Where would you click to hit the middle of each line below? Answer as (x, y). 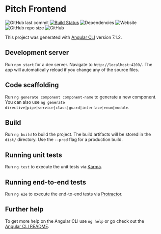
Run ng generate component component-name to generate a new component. (81, 97)
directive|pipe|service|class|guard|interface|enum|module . (67, 107)
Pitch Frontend (36, 9)
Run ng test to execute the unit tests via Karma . (54, 167)
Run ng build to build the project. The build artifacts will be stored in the (78, 134)
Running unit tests (34, 155)
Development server (37, 53)
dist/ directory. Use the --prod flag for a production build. (64, 140)
